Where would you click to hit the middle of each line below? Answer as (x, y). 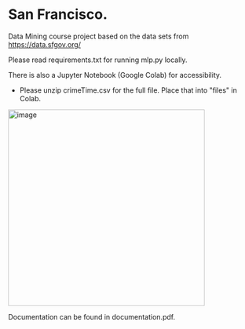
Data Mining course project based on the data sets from (99, 36)
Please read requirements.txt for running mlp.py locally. (98, 60)
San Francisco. (58, 15)
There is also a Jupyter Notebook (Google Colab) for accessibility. (115, 75)
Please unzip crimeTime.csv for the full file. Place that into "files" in (128, 90)
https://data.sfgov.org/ (44, 44)
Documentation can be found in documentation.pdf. (91, 316)
